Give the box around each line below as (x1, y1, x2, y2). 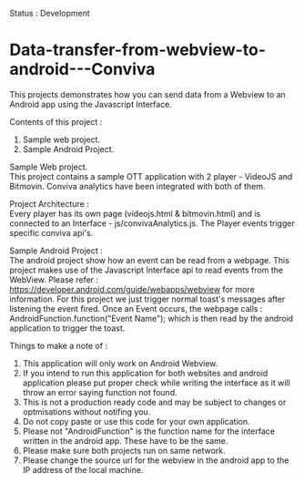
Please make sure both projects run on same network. (22, 445, 226, 456)
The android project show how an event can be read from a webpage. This (9, 254, 289, 265)
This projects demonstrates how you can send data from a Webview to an (9, 88, 287, 99)
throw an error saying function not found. (22, 386, 177, 397)
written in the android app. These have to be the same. (22, 435, 228, 446)
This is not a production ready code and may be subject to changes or (22, 396, 287, 407)
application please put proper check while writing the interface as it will (22, 377, 291, 388)
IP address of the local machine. (22, 464, 144, 475)
